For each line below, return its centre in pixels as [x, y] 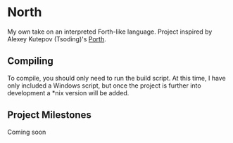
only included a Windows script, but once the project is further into [105, 86]
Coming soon [27, 132]
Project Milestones [49, 115]
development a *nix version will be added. [68, 93]
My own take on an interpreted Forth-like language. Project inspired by [110, 32]
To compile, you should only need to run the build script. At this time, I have [117, 78]
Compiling [31, 61]
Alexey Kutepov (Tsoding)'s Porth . [57, 39]
